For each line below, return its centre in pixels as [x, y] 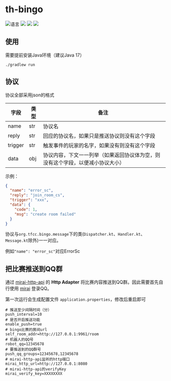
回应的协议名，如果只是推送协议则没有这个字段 [99, 136]
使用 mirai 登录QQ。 [31, 289]
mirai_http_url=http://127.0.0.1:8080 [46, 364]
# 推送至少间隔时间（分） [28, 310]
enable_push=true [24, 324]
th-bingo [24, 9]
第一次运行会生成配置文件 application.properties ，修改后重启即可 [76, 299]
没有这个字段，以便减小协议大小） [84, 163]
